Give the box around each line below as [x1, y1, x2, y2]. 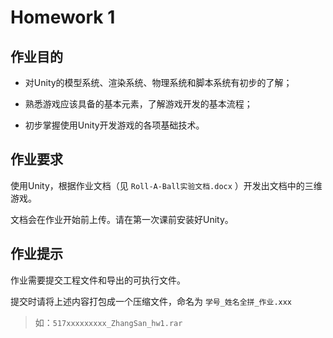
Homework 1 [10, 6, 116, 29]
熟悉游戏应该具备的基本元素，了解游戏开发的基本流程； [24, 98, 253, 110]
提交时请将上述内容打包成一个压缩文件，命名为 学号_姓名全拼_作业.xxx [10, 295, 293, 307]
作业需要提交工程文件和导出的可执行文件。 [10, 274, 186, 286]
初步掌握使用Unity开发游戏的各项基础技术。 [24, 119, 205, 131]
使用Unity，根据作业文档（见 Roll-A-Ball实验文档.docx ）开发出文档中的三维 [10, 179, 323, 191]
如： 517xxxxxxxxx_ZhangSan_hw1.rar [34, 316, 183, 328]
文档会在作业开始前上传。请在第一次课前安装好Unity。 [10, 213, 234, 225]
